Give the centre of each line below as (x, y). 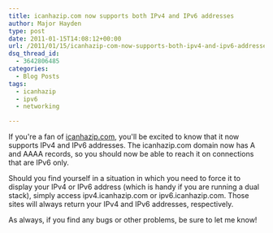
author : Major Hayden (45, 24)
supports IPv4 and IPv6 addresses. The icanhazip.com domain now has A (132, 145)
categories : (28, 69)
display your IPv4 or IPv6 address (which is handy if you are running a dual (134, 187)
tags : (17, 84)
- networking (38, 106)
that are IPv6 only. (39, 162)
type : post (27, 31)
